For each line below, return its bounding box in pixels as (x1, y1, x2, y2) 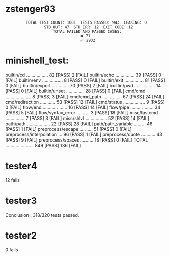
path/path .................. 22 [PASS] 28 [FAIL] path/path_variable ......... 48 (5, 121, 153, 127)
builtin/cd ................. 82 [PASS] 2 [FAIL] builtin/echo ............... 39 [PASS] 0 (5, 72, 162, 78)
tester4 (5, 160, 37, 172)
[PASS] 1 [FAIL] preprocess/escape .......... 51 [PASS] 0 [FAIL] (5, 126, 132, 132)
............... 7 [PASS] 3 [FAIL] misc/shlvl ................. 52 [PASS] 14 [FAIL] (5, 115, 149, 121)
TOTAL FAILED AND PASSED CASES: (53, 29, 122, 34)
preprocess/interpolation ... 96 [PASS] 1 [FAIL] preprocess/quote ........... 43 (5, 131, 162, 137)
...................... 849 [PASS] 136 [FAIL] (5, 142, 81, 148)
